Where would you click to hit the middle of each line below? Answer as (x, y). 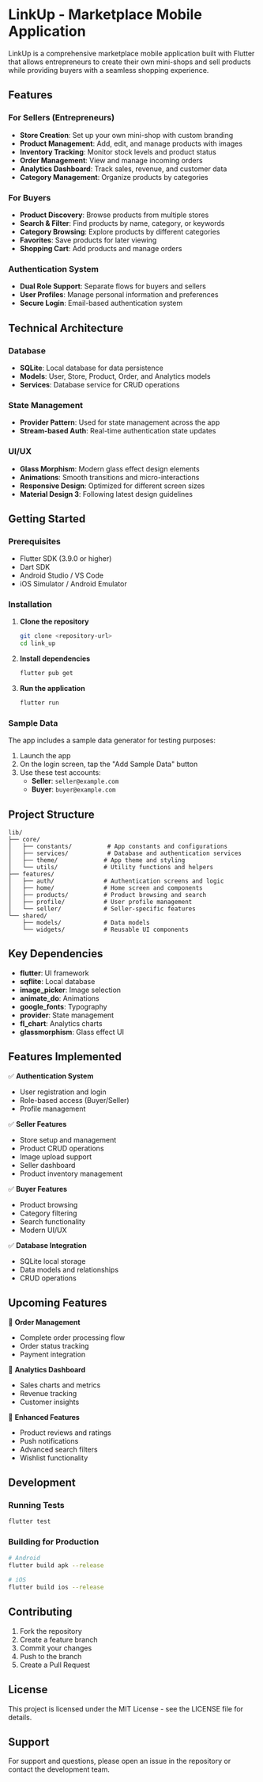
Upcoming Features (58, 1303)
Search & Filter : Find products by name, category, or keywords (122, 223)
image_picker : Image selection (70, 990)
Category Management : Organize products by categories (114, 177)
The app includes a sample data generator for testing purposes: (112, 740)
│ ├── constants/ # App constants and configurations (118, 847)
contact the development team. (59, 1769)
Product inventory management (71, 1173)
